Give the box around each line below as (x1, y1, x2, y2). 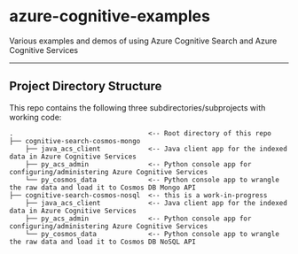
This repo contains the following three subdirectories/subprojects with (9, 102, 266, 112)
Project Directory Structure (9, 79, 162, 94)
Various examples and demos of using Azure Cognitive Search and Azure (9, 35, 278, 46)
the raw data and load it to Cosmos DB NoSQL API (9, 237, 197, 246)
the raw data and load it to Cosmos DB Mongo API (9, 183, 197, 192)
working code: (9, 112, 62, 122)
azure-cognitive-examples (9, 6, 211, 27)
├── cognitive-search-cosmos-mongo (9, 136, 141, 145)
